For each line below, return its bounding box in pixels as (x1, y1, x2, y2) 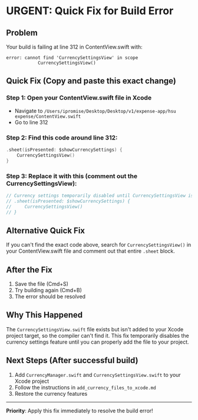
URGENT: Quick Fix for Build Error (6, 4, 174, 18)
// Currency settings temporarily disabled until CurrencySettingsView (6, 192, 186, 199)
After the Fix (6, 264, 53, 274)
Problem (6, 28, 38, 38)
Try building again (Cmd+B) (14, 287, 82, 294)
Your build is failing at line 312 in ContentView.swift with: (6, 43, 143, 50)
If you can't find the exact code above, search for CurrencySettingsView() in (6, 241, 192, 248)
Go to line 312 (14, 118, 48, 125)
